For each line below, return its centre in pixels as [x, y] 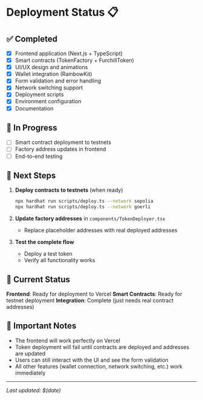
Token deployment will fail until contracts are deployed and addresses [102, 347]
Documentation [34, 108]
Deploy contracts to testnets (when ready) [69, 190]
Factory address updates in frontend [60, 149]
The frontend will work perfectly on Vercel [68, 341]
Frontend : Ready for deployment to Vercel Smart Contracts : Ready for [94, 294]
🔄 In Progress [32, 128]
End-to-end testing [39, 156]
